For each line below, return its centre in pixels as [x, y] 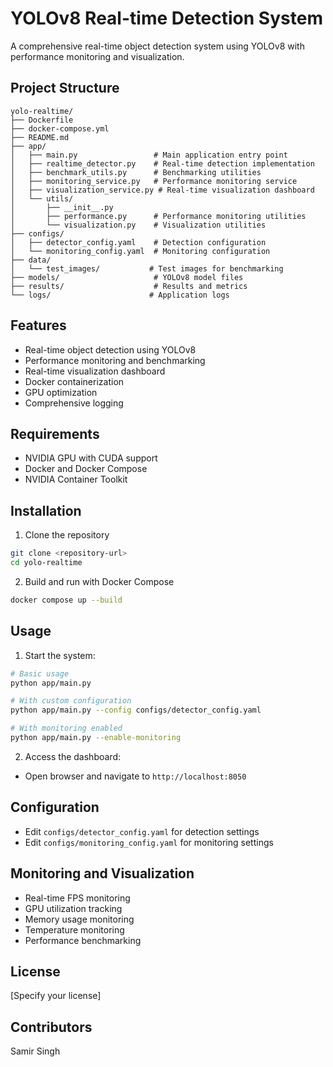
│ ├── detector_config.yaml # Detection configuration [138, 242]
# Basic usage [40, 673]
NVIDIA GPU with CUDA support [91, 458]
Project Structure [65, 88]
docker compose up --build [66, 600]
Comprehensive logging [74, 403]
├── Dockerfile [42, 120]
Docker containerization [74, 381]
